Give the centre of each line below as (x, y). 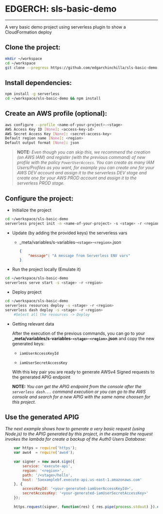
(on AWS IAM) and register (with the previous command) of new (81, 157)
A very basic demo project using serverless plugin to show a (65, 27)
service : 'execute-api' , (48, 466)
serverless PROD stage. (41, 183)
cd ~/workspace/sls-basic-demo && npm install (53, 99)
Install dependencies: (38, 83)
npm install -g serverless (32, 94)
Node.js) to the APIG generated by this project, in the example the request (79, 434)
